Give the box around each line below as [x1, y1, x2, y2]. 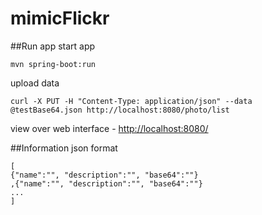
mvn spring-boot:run [10, 59, 97, 69]
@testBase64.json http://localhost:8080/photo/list [10, 105, 230, 115]
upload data [10, 77, 60, 89]
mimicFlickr [10, 7, 110, 30]
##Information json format [10, 142, 118, 154]
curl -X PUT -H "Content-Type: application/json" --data [10, 96, 253, 106]
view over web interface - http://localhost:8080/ [10, 122, 209, 134]
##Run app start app [10, 40, 96, 52]
